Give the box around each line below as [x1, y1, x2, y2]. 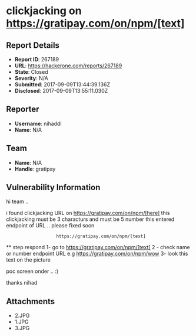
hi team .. [6, 198, 29, 205]
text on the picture [6, 256, 51, 263]
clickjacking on [6, 4, 82, 18]
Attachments [6, 296, 55, 306]
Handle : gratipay [14, 165, 56, 172]
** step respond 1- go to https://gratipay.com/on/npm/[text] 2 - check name [6, 244, 190, 251]
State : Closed [14, 68, 48, 75]
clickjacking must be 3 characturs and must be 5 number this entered [6, 216, 175, 223]
